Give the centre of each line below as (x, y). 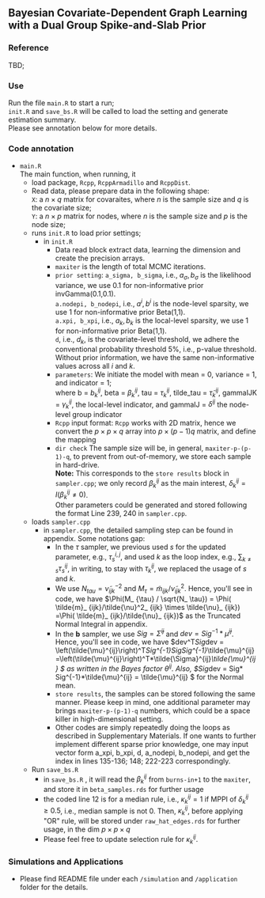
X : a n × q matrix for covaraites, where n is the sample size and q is (140, 199)
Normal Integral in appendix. (101, 623)
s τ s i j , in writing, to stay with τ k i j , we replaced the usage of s (151, 568)
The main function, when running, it (78, 174)
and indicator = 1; (83, 383)
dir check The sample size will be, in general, (129, 448)
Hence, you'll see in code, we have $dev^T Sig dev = (140, 642)
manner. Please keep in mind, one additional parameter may (153, 702)
